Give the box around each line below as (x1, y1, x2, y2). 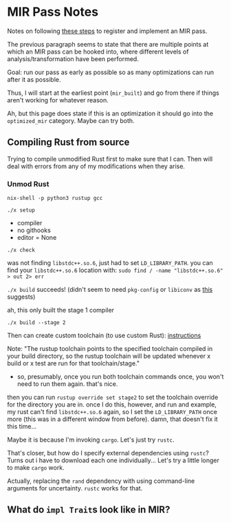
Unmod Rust (7, 179, 49, 189)
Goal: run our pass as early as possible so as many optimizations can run (7, 68, 214, 76)
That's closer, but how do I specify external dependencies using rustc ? (7, 449, 210, 457)
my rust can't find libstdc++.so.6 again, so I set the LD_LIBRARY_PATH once (7, 408, 218, 416)
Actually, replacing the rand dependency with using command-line (7, 477, 195, 485)
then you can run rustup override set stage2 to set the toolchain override (7, 393, 219, 402)
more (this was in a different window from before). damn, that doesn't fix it (7, 415, 218, 423)
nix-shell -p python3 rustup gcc (7, 195, 103, 202)
